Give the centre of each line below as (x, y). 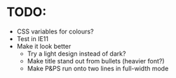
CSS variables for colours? (55, 31)
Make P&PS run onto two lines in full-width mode (98, 68)
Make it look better (44, 46)
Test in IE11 (32, 38)
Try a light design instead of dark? (76, 54)
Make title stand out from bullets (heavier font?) (96, 61)
